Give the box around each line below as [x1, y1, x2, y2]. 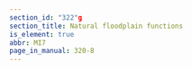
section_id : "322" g [9, 13, 83, 22]
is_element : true [9, 30, 75, 39]
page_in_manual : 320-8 [9, 47, 95, 56]
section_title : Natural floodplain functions [9, 22, 183, 30]
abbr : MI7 [9, 38, 47, 47]
